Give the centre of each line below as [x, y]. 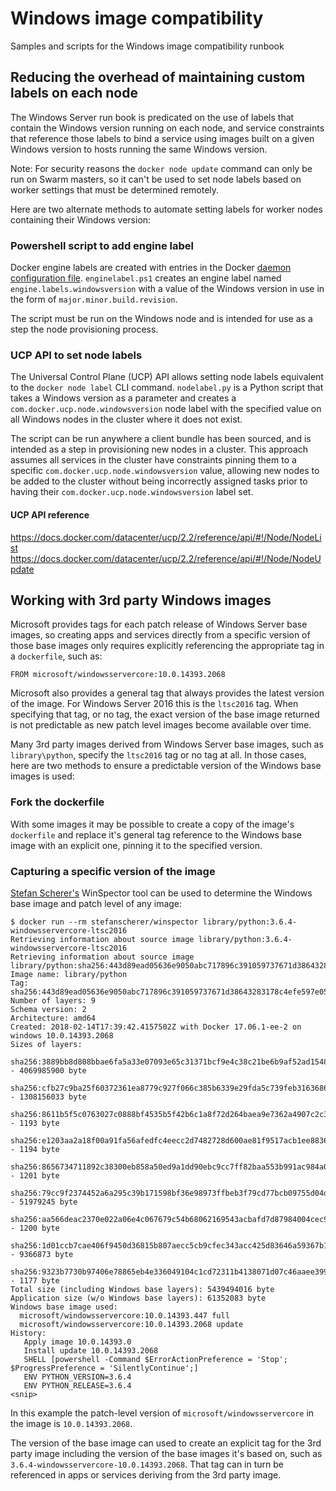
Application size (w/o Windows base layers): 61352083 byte [138, 1298]
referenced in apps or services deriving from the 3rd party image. [146, 1474]
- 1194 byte [35, 1149]
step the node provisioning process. [84, 329]
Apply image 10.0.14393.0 [77, 1342]
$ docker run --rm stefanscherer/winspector [104, 922]
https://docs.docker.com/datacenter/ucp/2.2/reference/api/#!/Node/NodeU [166, 558]
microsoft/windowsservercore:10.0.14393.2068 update [131, 1324]
